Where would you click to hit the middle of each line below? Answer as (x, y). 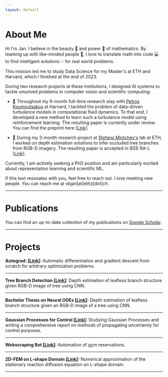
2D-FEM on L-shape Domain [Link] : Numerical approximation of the (75, 359)
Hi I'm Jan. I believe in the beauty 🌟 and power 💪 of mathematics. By (76, 48)
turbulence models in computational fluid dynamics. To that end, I (80, 112)
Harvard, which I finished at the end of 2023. (51, 76)
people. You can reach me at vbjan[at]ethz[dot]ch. (57, 183)
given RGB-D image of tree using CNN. (45, 286)
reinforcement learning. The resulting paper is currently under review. (84, 122)
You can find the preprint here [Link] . (50, 127)
